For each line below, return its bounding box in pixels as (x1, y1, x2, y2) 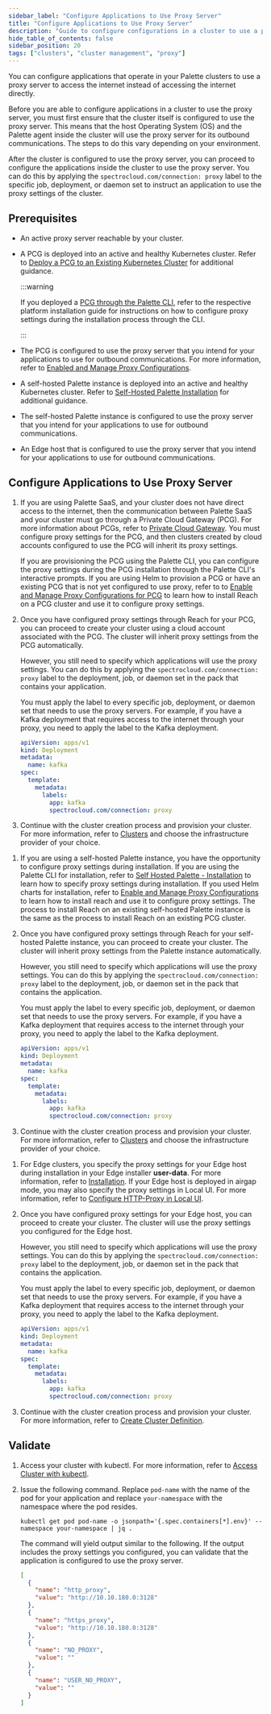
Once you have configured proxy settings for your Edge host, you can (19, 1210, 252, 1219)
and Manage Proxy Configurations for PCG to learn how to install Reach (19, 590, 258, 600)
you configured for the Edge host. (19, 1227, 133, 1236)
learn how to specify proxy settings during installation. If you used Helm (19, 879, 260, 888)
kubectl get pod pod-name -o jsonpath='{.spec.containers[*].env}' (19, 1517, 252, 1525)
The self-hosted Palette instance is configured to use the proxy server (19, 411, 254, 420)
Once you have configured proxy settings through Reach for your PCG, (19, 614, 256, 624)
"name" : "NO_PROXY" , (35, 1646, 104, 1654)
